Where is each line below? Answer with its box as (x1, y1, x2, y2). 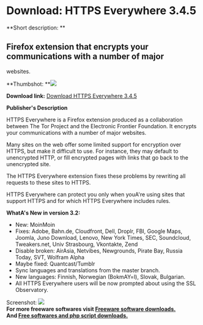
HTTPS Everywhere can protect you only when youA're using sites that (6, 191, 185, 198)
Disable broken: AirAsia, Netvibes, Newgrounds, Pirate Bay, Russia (15, 247, 183, 254)
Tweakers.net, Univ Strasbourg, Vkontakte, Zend (15, 240, 138, 248)
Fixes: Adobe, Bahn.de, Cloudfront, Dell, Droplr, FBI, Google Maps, (15, 227, 183, 235)
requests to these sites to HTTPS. (6, 178, 91, 186)
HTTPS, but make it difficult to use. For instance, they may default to (6, 147, 179, 155)
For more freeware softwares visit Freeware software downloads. (6, 305, 176, 313)
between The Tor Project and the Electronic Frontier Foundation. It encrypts (6, 122, 197, 129)
